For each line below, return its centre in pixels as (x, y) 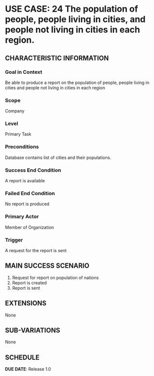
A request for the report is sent (36, 250)
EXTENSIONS (26, 303)
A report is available (25, 181)
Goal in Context (24, 72)
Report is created (29, 283)
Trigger (14, 240)
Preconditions (22, 147)
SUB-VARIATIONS (33, 330)
